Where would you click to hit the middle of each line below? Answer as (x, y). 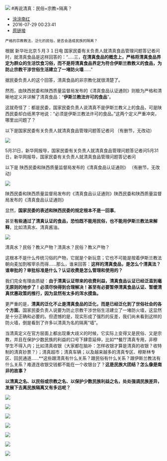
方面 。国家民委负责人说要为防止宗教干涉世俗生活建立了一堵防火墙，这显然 (85, 310)
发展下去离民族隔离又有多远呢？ (38, 387)
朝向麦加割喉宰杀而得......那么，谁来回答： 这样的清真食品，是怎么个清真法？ (83, 264)
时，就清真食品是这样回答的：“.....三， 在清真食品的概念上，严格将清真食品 (81, 57)
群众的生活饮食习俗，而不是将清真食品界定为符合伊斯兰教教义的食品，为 (88, 63)
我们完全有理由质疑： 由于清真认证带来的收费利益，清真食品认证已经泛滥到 (81, 281)
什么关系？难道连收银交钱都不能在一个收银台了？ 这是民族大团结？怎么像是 (81, 364)
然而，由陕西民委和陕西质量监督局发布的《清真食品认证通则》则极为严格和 (81, 91)
